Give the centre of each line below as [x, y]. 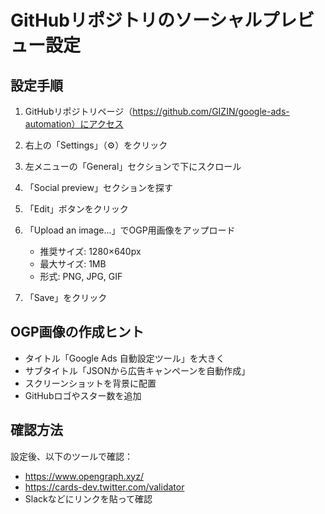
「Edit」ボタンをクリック [76, 209]
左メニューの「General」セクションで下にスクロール [133, 166]
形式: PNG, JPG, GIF [81, 276]
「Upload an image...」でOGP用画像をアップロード [130, 230]
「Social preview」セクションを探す [98, 187]
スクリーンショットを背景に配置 [90, 383]
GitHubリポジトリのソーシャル [136, 20]
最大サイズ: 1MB [73, 264]
